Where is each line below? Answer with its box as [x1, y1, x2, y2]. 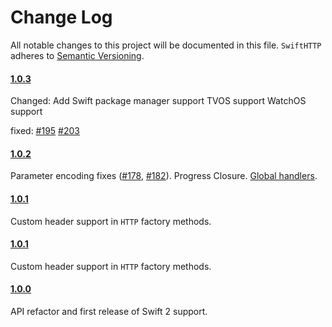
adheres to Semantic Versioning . [10, 49, 145, 61]
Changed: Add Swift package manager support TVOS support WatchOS [10, 95, 307, 107]
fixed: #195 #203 [10, 125, 80, 137]
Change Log [10, 6, 113, 29]
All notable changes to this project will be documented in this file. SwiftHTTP [10, 39, 322, 51]
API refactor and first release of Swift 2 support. [10, 305, 208, 317]
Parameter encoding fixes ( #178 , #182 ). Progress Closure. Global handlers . [10, 170, 318, 182]
